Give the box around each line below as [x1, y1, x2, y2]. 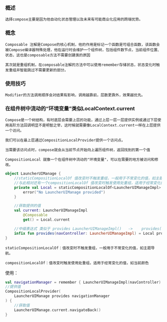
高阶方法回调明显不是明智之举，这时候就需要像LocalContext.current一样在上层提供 [8, 123, 161, 128]
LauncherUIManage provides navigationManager [14, 294, 110, 299]
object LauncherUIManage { [5, 171, 61, 176]
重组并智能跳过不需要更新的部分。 [8, 67, 69, 73]
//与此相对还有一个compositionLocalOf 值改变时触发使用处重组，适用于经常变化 [14, 180, 161, 185]
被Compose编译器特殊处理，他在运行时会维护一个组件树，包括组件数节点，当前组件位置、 [5, 47, 162, 52]
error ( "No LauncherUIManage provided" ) [23, 189, 106, 195]
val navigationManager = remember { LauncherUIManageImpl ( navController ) [5, 280, 162, 285]
